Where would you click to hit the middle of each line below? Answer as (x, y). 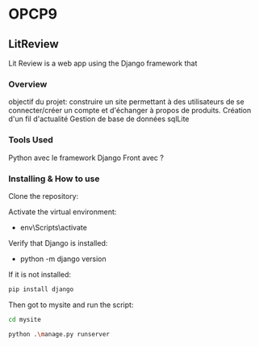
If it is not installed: (40, 274)
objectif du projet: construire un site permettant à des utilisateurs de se (126, 102)
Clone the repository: (44, 196)
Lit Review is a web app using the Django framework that (103, 63)
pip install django (41, 289)
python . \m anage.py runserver (59, 334)
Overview (28, 84)
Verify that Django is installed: (58, 243)
